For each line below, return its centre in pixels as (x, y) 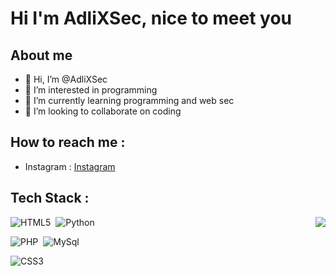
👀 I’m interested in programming (91, 90)
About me (41, 55)
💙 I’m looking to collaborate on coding (103, 111)
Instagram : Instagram (70, 166)
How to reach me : (68, 142)
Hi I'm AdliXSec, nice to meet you (151, 18)
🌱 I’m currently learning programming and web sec (129, 100)
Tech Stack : (50, 198)
